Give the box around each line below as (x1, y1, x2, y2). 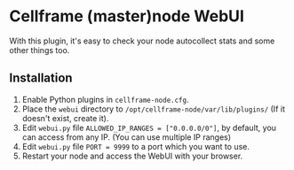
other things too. (9, 44, 70, 55)
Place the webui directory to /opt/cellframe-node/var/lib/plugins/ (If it (21, 104, 286, 114)
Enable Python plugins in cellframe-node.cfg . (21, 94, 189, 104)
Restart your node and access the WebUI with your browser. (21, 151, 243, 161)
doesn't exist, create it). (21, 112, 109, 123)
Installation (9, 71, 73, 86)
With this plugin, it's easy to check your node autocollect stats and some (9, 35, 275, 46)
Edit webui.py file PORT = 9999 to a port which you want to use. (21, 141, 250, 151)
